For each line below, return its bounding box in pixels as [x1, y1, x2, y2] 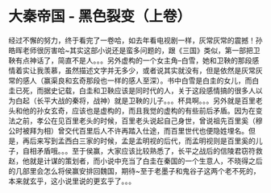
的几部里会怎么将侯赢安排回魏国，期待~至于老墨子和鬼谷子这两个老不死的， [8, 166, 261, 175]
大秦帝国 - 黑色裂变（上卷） [8, 7, 192, 26]
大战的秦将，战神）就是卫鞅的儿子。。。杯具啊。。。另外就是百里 [50, 96, 256, 105]
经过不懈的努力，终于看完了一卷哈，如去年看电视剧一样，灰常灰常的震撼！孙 [8, 35, 263, 45]
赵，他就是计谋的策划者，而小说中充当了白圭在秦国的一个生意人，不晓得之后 [8, 156, 263, 166]
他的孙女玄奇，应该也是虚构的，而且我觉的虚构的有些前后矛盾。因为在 [22, 105, 256, 115]
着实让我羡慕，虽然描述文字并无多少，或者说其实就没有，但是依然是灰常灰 [15, 65, 263, 75]
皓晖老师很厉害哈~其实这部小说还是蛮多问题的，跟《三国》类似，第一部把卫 [8, 45, 261, 55]
